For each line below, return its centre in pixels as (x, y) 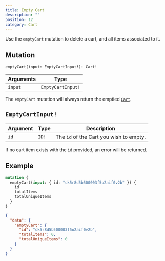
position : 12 (19, 19)
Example (19, 166)
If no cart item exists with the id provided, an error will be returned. (76, 150)
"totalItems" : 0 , (37, 235)
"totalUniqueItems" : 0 (43, 239)
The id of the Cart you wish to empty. (101, 137)
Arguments (22, 79)
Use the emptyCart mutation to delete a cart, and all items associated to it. (83, 39)
